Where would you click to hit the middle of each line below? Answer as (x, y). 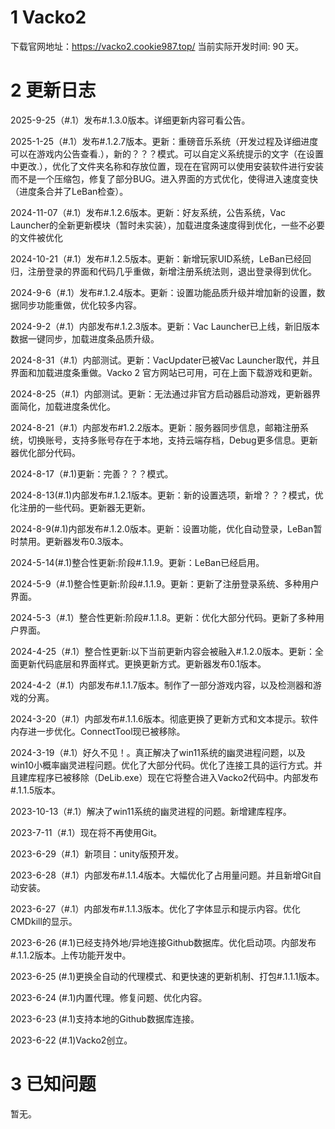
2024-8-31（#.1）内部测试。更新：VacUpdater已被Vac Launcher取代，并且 (165, 360)
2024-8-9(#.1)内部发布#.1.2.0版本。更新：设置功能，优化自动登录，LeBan (162, 528)
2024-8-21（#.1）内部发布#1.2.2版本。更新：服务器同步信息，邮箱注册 (155, 427)
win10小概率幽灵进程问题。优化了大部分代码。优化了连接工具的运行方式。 (162, 765)
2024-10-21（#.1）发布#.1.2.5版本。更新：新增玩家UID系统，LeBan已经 (156, 258)
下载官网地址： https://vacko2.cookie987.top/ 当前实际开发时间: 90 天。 (157, 46)
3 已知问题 (53, 1084)
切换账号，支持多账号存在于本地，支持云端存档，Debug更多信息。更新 (172, 440)
